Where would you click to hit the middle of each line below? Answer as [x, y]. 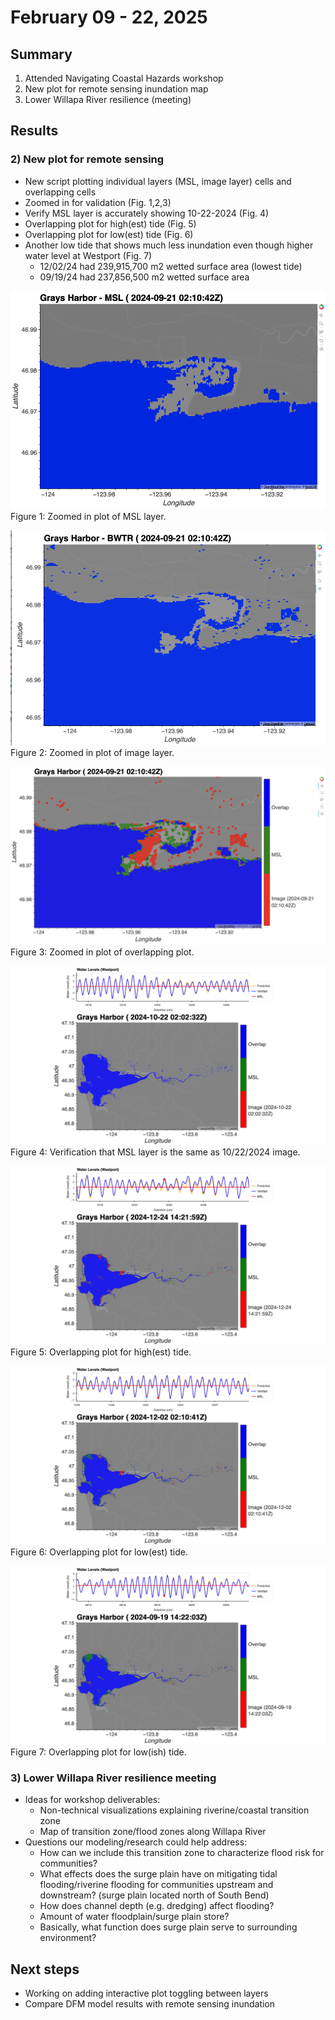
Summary [41, 54]
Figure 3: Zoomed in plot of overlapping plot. [102, 952]
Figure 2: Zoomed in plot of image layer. [92, 752]
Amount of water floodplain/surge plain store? [134, 1917]
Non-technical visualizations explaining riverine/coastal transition [174, 1810]
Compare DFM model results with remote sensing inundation [150, 2003]
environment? [68, 1938]
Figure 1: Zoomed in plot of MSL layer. [88, 516]
